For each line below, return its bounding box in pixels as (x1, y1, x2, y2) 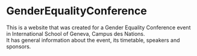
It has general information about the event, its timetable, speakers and (6, 36, 180, 43)
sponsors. (6, 43, 31, 50)
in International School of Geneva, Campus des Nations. (6, 30, 146, 37)
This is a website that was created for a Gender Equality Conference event (6, 24, 191, 31)
